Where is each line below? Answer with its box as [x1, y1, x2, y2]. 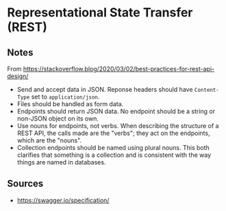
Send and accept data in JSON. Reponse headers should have [16, 86, 193, 93]
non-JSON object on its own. [16, 114, 99, 123]
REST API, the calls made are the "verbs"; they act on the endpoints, [16, 129, 210, 137]
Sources [7, 178, 44, 190]
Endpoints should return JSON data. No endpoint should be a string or [16, 108, 216, 115]
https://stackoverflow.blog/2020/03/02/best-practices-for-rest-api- [23, 65, 214, 73]
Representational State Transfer [7, 5, 193, 21]
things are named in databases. [16, 158, 106, 166]
